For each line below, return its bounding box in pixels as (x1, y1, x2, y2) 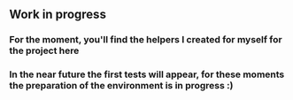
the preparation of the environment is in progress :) (9, 80, 234, 92)
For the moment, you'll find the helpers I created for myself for (9, 34, 282, 46)
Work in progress (9, 7, 106, 22)
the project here (9, 44, 80, 57)
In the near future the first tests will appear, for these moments (9, 68, 285, 81)
